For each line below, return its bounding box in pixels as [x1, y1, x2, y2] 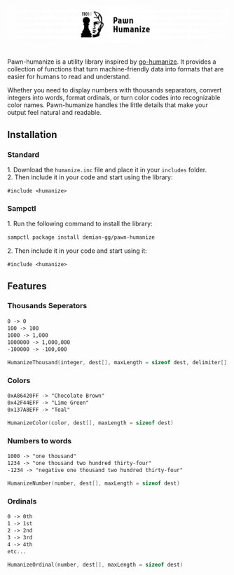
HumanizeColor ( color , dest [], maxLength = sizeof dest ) [7, 420, 174, 427]
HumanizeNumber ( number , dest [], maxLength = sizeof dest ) [7, 480, 180, 487]
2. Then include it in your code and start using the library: [7, 173, 173, 181]
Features [7, 280, 47, 292]
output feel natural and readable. [7, 109, 102, 117]
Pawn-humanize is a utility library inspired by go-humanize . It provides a [7, 57, 216, 66]
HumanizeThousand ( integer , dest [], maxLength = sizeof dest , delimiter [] [7, 359, 228, 366]
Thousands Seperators [7, 301, 88, 311]
